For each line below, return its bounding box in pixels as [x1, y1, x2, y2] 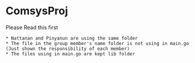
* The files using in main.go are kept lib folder [5, 51, 135, 57]
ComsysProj [5, 4, 69, 18]
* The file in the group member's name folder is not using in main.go [5, 40, 189, 46]
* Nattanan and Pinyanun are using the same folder [5, 35, 138, 41]
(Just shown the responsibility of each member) [5, 46, 130, 52]
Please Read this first [5, 24, 58, 31]
